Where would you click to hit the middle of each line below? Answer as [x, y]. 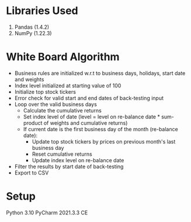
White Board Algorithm [63, 57]
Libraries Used [42, 11]
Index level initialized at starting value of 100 [68, 86]
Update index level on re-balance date [78, 160]
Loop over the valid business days [56, 104]
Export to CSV [32, 173]
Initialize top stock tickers [45, 91]
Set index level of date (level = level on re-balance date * [92, 117]
